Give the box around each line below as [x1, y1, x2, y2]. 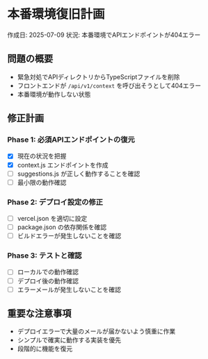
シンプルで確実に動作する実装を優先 [17, 336, 122, 344]
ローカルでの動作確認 [17, 268, 79, 276]
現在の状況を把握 [17, 152, 67, 160]
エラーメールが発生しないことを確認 [17, 285, 122, 294]
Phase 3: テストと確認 [7, 251, 82, 260]
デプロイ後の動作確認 [17, 276, 79, 285]
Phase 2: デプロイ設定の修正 [7, 197, 103, 207]
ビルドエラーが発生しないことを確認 [17, 232, 122, 240]
